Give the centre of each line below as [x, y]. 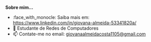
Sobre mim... [19, 7]
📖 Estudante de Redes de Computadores [56, 28]
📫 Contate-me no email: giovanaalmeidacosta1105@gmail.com [79, 34]
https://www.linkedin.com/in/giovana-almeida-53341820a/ [74, 23]
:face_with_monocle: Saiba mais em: [51, 17]
